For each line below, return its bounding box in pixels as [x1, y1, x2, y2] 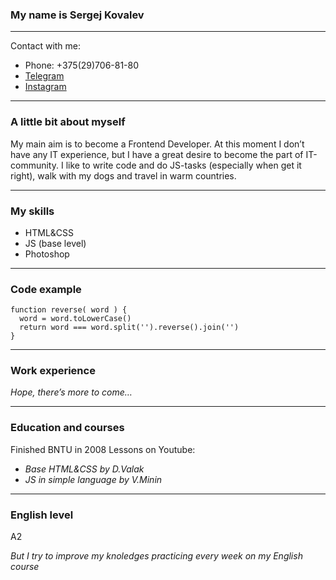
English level [10, 508, 74, 522]
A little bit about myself [10, 115, 126, 129]
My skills [10, 204, 55, 218]
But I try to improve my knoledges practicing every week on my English [10, 550, 303, 562]
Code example [10, 282, 82, 296]
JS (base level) [24, 237, 87, 249]
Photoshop [24, 248, 70, 260]
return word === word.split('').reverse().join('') [19, 323, 240, 333]
